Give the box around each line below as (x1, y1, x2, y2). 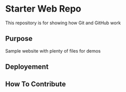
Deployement (5, 63, 49, 71)
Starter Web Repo (5, 3, 81, 15)
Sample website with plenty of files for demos (5, 48, 101, 54)
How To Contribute (5, 79, 66, 88)
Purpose (5, 34, 33, 43)
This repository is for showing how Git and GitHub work (5, 20, 121, 26)
